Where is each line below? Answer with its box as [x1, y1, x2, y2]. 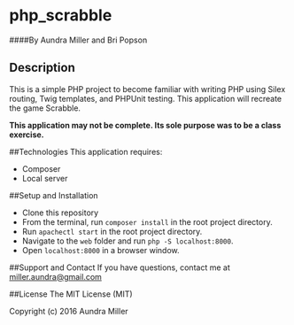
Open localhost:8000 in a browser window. [21, 244, 180, 255]
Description [9, 60, 75, 75]
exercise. [9, 129, 44, 140]
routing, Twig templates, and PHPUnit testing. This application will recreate [9, 93, 282, 104]
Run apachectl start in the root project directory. [21, 226, 203, 236]
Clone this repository [21, 207, 99, 218]
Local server [21, 173, 68, 183]
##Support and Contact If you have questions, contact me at [9, 262, 230, 273]
